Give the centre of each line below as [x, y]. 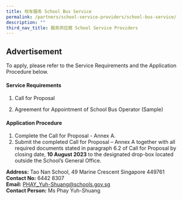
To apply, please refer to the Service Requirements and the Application [91, 65]
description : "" [26, 22]
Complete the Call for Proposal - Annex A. [65, 136]
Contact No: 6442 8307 [35, 178]
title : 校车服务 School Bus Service [49, 11]
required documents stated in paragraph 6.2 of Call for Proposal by [95, 148]
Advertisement [34, 51]
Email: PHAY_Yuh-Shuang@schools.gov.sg [58, 184]
